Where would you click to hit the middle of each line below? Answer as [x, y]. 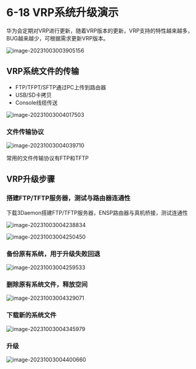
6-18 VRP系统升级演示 [63, 13]
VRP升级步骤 [31, 179]
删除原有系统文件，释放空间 [47, 284]
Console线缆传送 [36, 102]
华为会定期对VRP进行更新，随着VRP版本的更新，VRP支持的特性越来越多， [100, 31]
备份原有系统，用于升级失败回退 [53, 253]
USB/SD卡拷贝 [33, 95]
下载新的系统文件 [31, 315]
